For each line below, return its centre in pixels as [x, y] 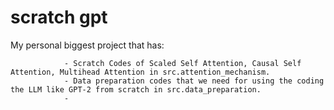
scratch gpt [59, 17]
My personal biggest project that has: [87, 45]
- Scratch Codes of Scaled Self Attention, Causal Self [182, 63]
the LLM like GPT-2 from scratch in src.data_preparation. [136, 89]
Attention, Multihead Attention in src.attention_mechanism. [140, 72]
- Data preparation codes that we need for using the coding [194, 81]
